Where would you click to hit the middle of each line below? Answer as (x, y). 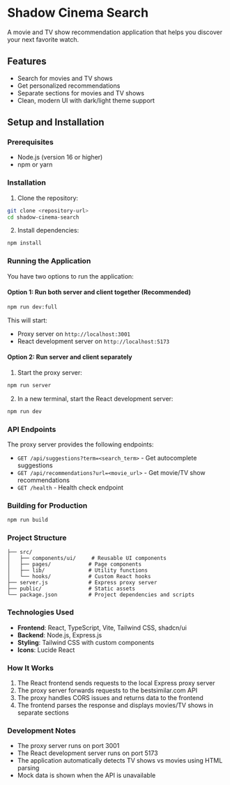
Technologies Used (41, 612)
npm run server (29, 385)
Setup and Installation (56, 122)
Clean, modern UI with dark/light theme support (86, 100)
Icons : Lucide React (46, 650)
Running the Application (49, 261)
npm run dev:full (32, 307)
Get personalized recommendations (69, 86)
